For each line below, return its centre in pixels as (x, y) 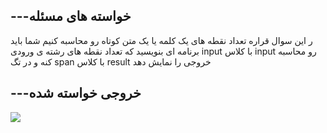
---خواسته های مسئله (71, 16)
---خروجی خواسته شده (76, 93)
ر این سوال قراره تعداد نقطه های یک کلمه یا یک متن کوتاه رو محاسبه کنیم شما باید (161, 40)
